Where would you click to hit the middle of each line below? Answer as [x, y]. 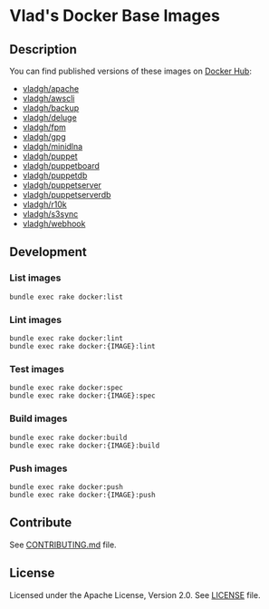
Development [48, 252]
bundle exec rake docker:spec [67, 388]
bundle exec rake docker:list [67, 297]
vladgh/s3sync [50, 214]
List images [35, 278]
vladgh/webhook [54, 224]
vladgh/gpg [44, 137]
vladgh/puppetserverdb [67, 195]
